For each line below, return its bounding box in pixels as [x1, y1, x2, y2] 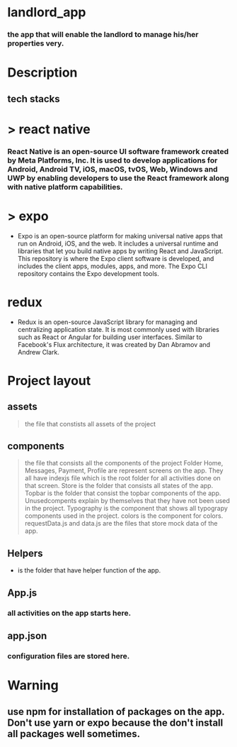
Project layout [7, 372, 91, 389]
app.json [7, 630, 47, 642]
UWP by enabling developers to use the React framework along [7, 173, 229, 183]
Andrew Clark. [17, 348, 60, 356]
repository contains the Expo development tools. [17, 269, 159, 277]
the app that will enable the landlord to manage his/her [7, 30, 199, 40]
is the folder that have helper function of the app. [17, 566, 161, 575]
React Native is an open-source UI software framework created [7, 146, 229, 156]
